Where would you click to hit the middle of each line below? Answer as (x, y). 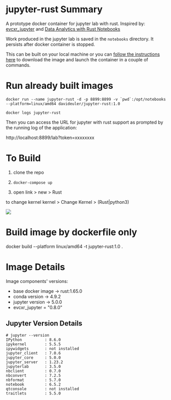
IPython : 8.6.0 (33, 340)
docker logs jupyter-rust (33, 113)
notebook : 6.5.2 (33, 384)
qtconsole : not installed (43, 389)
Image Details (35, 267)
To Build (23, 158)
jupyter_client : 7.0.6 (33, 353)
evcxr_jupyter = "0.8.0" (38, 307)
